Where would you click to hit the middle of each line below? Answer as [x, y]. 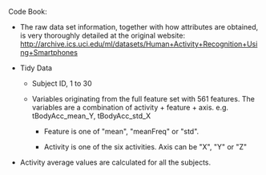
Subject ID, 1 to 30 [62, 84]
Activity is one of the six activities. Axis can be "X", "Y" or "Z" [145, 147]
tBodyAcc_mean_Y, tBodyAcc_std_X [91, 116]
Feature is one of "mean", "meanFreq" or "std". [121, 131]
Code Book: [28, 12]
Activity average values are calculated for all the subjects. [115, 162]
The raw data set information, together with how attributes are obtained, [139, 27]
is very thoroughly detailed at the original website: [103, 36]
